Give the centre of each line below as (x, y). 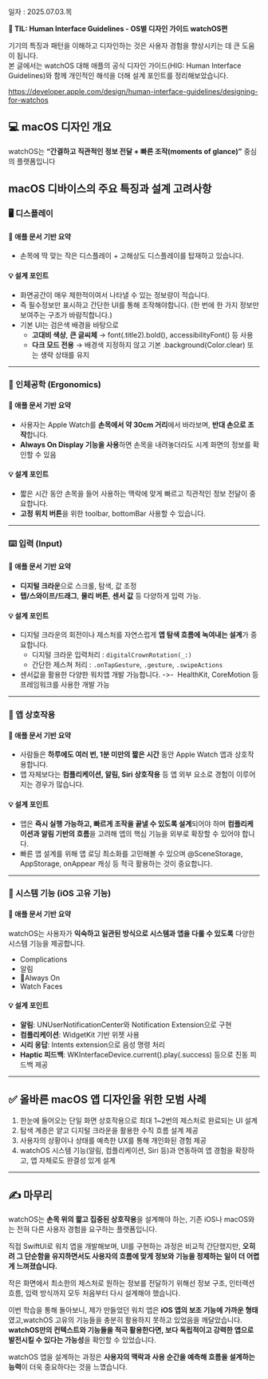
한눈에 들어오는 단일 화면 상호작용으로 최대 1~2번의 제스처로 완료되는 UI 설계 (138, 1120)
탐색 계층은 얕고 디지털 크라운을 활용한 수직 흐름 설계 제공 (109, 1130)
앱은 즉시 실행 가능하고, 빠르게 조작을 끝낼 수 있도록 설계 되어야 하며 (122, 824)
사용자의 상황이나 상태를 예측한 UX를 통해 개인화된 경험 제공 (113, 1140)
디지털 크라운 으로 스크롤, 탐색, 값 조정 (78, 586)
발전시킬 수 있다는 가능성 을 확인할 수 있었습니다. (83, 1340)
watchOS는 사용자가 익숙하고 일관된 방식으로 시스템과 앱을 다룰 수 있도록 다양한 (132, 933)
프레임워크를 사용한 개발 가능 (65, 685)
